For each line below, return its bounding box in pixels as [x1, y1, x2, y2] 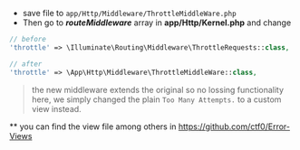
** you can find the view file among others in [9, 121, 177, 132]
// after [9, 59, 43, 69]
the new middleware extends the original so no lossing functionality [31, 84, 284, 95]
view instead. [31, 103, 82, 114]
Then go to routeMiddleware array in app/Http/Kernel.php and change [22, 17, 292, 28]
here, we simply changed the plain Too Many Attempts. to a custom [31, 94, 282, 105]
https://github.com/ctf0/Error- [178, 121, 290, 132]
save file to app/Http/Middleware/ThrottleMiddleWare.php [22, 8, 237, 18]
